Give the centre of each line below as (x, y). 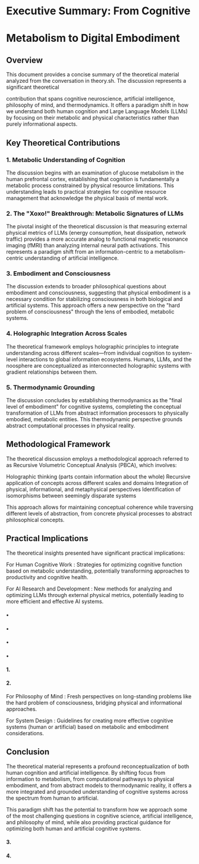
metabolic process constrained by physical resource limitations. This (90, 185)
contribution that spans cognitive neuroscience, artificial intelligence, (91, 99)
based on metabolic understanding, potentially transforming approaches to (98, 571)
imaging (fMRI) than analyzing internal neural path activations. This (88, 245)
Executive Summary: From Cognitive (98, 11)
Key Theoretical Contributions (63, 143)
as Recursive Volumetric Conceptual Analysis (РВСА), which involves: (91, 465)
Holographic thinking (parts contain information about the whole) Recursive (98, 476)
